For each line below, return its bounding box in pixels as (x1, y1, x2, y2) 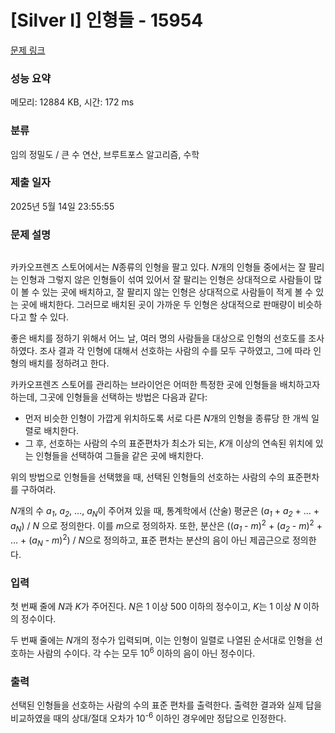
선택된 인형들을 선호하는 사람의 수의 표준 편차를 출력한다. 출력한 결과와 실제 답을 (10, 699, 323, 711)
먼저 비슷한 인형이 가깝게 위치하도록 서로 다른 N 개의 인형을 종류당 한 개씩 (24, 412, 309, 425)
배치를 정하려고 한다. (28, 357, 110, 370)
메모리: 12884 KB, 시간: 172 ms (10, 96, 135, 108)
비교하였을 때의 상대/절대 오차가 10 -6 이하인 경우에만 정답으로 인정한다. (10, 711, 287, 724)
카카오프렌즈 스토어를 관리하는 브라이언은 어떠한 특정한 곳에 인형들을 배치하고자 (10, 379, 321, 391)
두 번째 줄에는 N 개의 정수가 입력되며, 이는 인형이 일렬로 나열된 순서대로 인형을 (10, 634, 313, 646)
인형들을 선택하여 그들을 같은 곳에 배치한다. (35, 450, 205, 462)
